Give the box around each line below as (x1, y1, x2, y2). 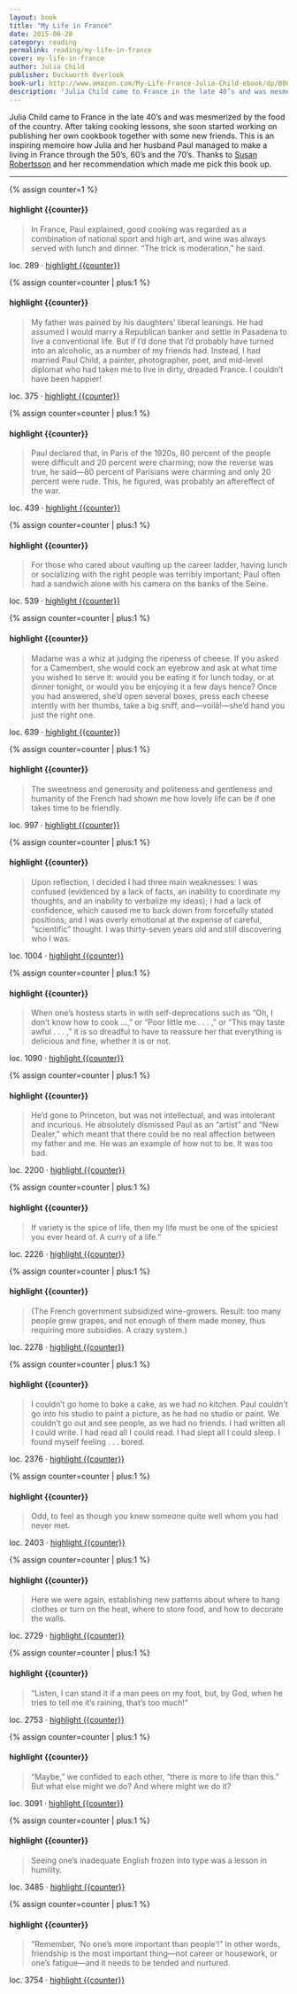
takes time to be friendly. (30, 803, 122, 813)
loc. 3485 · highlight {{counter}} (9, 1881, 126, 1892)
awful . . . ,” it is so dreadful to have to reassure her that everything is (30, 1027, 283, 1037)
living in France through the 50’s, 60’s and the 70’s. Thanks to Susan (9, 149, 258, 159)
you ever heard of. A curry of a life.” (30, 1231, 162, 1242)
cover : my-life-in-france (9, 54, 104, 63)
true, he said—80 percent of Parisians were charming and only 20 (30, 467, 271, 477)
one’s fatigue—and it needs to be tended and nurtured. (30, 1958, 231, 1968)
